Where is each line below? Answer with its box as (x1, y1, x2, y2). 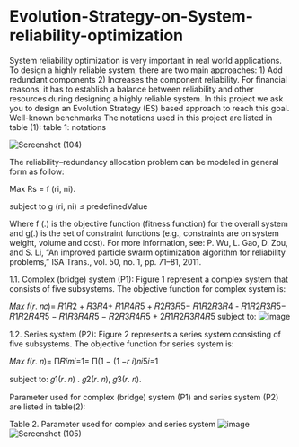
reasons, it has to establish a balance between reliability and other (9, 83, 254, 94)
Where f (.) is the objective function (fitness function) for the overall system (9, 218, 289, 229)
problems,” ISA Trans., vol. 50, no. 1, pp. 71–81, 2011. (9, 256, 202, 267)
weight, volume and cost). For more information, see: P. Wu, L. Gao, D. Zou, (9, 237, 289, 248)
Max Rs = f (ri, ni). (9, 183, 76, 194)
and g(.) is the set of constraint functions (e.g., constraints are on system (9, 227, 280, 239)
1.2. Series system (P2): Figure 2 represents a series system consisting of (9, 329, 281, 339)
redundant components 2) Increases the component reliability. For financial (9, 74, 287, 84)
